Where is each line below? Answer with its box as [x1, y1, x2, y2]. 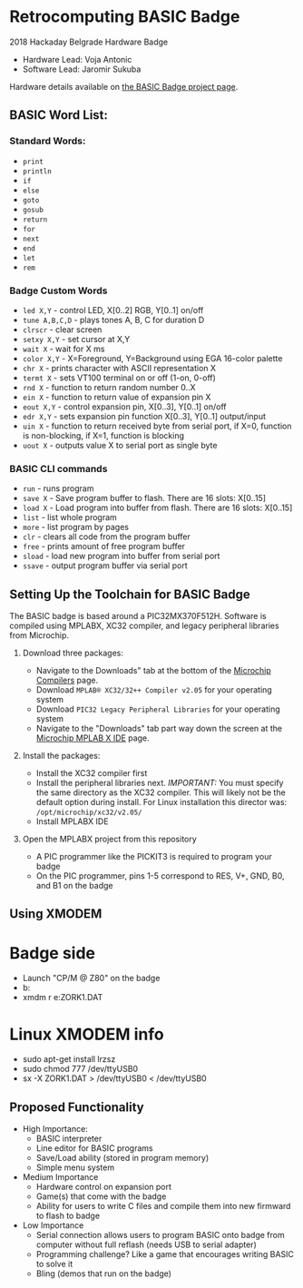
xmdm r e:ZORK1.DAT [22, 992, 103, 1003]
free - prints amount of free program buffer [22, 541, 186, 552]
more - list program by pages [22, 522, 130, 533]
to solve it [35, 1259, 73, 1270]
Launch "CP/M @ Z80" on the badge [22, 973, 161, 984]
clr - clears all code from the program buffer [22, 531, 191, 542]
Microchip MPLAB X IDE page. [35, 732, 150, 743]
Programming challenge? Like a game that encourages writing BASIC [35, 1249, 295, 1260]
